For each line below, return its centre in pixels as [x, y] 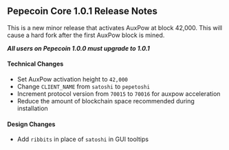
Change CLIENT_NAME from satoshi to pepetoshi [83, 87]
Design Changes [31, 124]
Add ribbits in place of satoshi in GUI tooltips [83, 139]
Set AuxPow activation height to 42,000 [73, 79]
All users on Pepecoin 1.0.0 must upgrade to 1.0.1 [78, 48]
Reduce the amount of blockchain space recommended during [106, 101]
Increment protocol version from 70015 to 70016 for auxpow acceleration [119, 94]
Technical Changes [35, 64]
